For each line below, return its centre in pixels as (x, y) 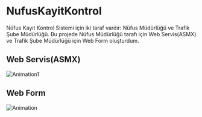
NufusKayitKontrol (54, 11)
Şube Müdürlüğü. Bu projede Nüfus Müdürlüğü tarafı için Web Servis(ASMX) (101, 34)
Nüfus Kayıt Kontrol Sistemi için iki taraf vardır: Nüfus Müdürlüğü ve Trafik (98, 28)
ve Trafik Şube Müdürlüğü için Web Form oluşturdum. (73, 40)
